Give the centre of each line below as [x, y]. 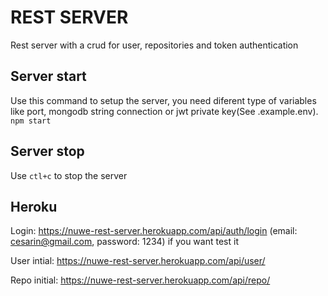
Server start [48, 76]
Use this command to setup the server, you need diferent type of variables [163, 100]
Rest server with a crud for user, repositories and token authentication [154, 45]
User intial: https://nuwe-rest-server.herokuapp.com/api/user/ [138, 261]
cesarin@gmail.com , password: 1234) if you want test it [124, 242]
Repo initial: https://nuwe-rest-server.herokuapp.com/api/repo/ [140, 280]
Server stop [47, 151]
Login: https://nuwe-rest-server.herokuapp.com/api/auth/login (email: [154, 231]
